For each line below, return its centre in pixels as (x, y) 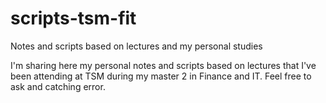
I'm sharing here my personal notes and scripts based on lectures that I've (163, 65)
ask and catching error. (58, 86)
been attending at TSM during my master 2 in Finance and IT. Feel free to (161, 76)
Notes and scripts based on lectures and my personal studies (136, 46)
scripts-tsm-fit (73, 18)
